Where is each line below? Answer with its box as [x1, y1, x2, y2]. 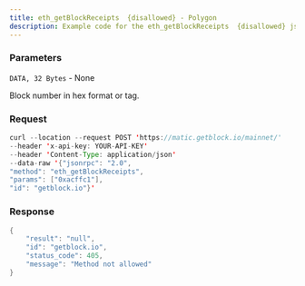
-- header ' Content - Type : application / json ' [9, 150, 177, 159]
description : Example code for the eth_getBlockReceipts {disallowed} [9, 22, 286, 31]
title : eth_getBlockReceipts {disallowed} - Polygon [9, 13, 218, 23]
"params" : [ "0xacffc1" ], [9, 175, 103, 184]
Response [9, 205, 54, 218]
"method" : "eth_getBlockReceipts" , [9, 167, 144, 176]
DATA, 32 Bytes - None [9, 72, 95, 83]
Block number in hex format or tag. [9, 90, 140, 101]
